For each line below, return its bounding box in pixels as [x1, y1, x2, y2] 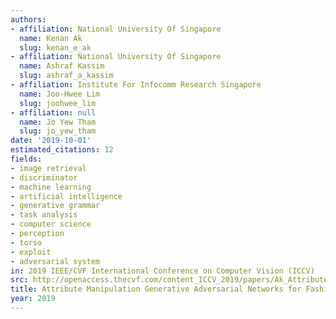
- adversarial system [10, 256, 101, 266]
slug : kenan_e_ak [19, 42, 92, 53]
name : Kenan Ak [19, 33, 83, 43]
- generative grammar [10, 201, 101, 211]
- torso [10, 237, 43, 248]
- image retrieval [10, 163, 87, 173]
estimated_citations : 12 [10, 145, 114, 155]
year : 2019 [10, 294, 56, 304]
